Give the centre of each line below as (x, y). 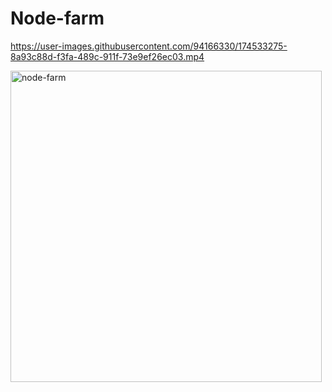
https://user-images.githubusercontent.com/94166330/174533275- (149, 46)
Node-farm (57, 18)
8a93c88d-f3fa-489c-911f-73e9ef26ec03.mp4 (107, 56)
